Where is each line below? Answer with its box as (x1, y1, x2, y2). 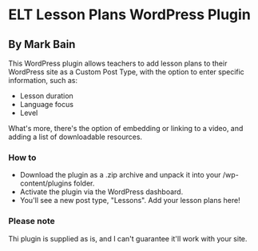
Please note (8, 216, 56, 227)
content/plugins (19, 178, 72, 189)
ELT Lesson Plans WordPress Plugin (8, 6, 252, 24)
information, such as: (8, 76, 78, 85)
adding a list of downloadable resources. (8, 132, 142, 141)
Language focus (19, 100, 74, 109)
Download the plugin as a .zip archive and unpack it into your (19, 170, 221, 180)
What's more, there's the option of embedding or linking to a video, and (8, 124, 244, 133)
